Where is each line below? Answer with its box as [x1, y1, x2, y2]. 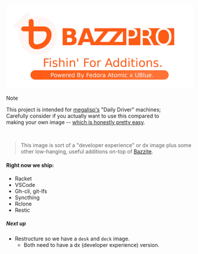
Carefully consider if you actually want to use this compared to [6, 112, 159, 120]
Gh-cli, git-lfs [14, 188, 47, 195]
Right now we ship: [6, 162, 55, 169]
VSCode [14, 181, 36, 188]
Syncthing [14, 193, 40, 201]
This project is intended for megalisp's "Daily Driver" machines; [6, 106, 161, 113]
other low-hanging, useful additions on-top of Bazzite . [20, 148, 154, 155]
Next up [6, 220, 26, 227]
